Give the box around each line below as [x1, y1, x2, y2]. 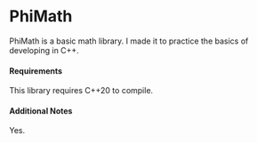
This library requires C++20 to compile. [9, 85, 154, 96]
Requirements [9, 65, 63, 76]
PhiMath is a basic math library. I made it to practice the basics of [9, 36, 249, 46]
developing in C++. [9, 44, 80, 55]
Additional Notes [9, 105, 73, 116]
